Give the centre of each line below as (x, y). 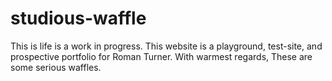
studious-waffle (78, 18)
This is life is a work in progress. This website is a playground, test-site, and (166, 46)
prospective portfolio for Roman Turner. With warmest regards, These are (161, 56)
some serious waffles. (56, 67)
